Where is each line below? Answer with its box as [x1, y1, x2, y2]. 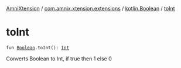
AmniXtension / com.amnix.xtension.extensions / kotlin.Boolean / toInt [6, 5, 175, 12]
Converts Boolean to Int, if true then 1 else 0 [6, 55, 112, 62]
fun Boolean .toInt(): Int [6, 45, 69, 50]
